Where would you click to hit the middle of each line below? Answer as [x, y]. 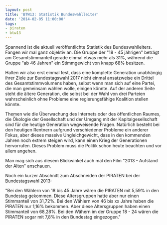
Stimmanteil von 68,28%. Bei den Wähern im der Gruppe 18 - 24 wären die [82, 212]
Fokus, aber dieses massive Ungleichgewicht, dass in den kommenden [78, 135]
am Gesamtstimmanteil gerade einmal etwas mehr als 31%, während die [79, 57]
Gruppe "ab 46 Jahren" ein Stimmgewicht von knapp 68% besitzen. [75, 63]
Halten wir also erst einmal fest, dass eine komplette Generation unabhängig [83, 72]
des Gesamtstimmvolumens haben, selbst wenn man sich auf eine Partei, [80, 83]
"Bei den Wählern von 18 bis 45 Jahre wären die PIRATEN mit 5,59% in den [82, 190]
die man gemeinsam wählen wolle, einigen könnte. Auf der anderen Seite [80, 88]
